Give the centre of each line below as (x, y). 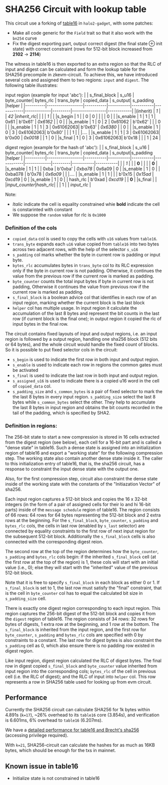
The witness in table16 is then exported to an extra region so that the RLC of (83, 64)
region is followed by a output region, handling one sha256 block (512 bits (81, 339)
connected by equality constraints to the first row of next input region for (80, 531)
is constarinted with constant (42, 209)
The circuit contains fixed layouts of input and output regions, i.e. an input (81, 334)
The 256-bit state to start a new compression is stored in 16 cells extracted (82, 437)
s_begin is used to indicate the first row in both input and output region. (86, 359)
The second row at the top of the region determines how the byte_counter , (82, 551)
